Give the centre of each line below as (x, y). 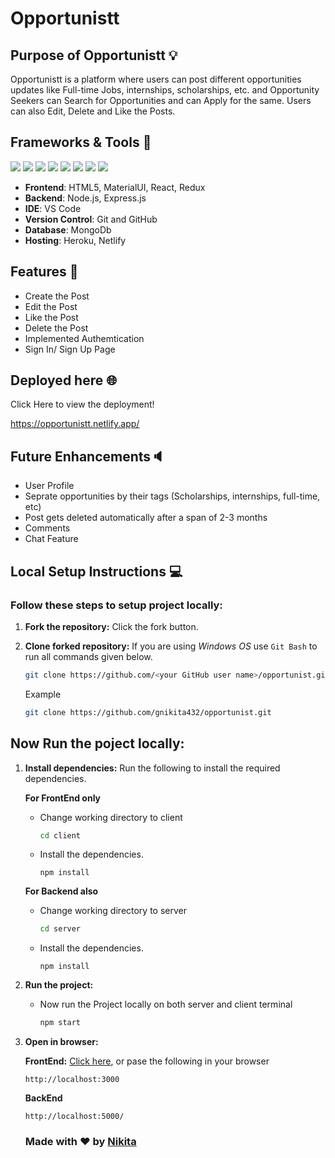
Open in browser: (61, 1042)
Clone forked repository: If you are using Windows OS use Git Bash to (171, 646)
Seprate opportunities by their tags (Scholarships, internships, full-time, (172, 496)
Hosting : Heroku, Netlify (75, 240)
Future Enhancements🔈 (87, 456)
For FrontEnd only (63, 798)
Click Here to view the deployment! (82, 404)
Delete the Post (56, 328)
